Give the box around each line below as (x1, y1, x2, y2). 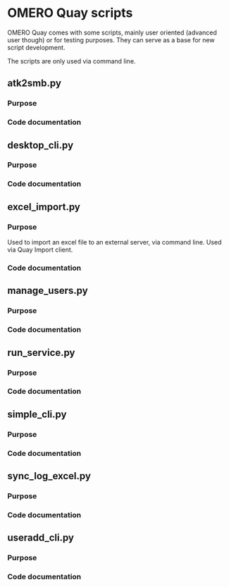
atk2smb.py (7, 78, 62, 89)
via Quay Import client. (7, 245, 73, 254)
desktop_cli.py (7, 139, 74, 151)
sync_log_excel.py (7, 470, 92, 482)
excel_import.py (7, 201, 81, 213)
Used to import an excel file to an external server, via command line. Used (7, 238, 222, 247)
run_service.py (7, 347, 75, 359)
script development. (7, 43, 66, 51)
